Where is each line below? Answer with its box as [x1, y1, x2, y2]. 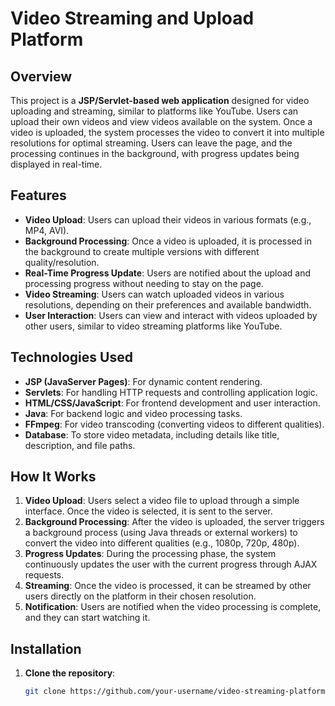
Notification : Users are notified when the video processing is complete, [24, 601, 322, 613]
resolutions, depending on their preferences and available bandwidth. [24, 298, 312, 311]
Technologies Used [10, 349, 133, 366]
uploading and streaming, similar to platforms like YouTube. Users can [10, 105, 299, 117]
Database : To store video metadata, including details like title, [24, 428, 280, 441]
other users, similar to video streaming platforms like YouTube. [24, 320, 283, 332]
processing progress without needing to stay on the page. [24, 277, 264, 289]
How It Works [10, 468, 97, 486]
